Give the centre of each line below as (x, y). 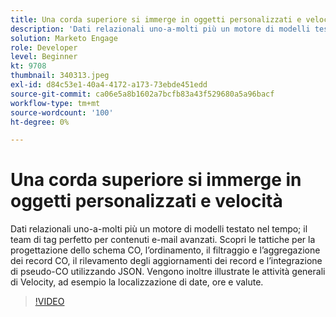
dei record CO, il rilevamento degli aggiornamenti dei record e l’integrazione (166, 261)
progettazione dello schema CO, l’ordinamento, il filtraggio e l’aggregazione (165, 250)
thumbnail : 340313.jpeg (60, 76)
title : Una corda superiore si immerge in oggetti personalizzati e (156, 19)
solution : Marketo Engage (64, 38)
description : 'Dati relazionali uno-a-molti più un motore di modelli (160, 29)
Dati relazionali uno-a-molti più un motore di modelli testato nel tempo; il (159, 229)
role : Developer (44, 47)
